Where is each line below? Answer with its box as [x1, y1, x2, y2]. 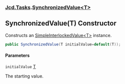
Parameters [5, 52, 30, 58]
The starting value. [5, 73, 44, 79]
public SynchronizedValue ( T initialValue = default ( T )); [5, 42, 121, 47]
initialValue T [5, 63, 36, 69]
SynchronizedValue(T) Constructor [5, 19, 117, 28]
